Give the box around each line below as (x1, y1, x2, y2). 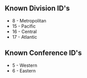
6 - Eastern (12, 67, 36, 73)
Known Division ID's (5, 4, 70, 13)
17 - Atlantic (12, 34, 38, 40)
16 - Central (12, 28, 37, 35)
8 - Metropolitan (12, 17, 47, 23)
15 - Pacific (12, 23, 36, 29)
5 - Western (12, 62, 38, 68)
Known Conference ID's (5, 48, 82, 58)
